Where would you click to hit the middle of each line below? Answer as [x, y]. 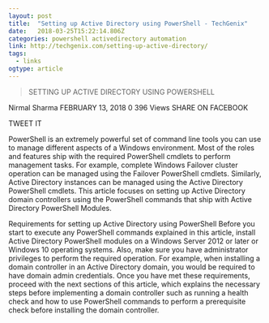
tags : [17, 54]
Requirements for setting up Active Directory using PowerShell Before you [132, 223]
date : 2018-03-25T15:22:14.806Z [67, 31]
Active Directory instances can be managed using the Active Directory [126, 182]
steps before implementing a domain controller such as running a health [128, 292]
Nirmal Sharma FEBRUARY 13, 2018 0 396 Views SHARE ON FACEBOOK [128, 107]
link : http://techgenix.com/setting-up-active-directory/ [108, 46]
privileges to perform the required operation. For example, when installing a [134, 258]
